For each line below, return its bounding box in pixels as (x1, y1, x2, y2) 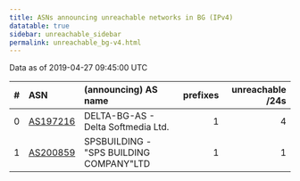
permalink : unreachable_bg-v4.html (9, 37, 142, 47)
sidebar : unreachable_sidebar (9, 29, 122, 38)
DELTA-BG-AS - (83, 110, 155, 122)
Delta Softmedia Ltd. (83, 121, 170, 134)
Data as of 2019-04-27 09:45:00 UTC (9, 62, 148, 73)
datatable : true (9, 21, 70, 30)
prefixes (182, 89, 220, 102)
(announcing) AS (83, 84, 158, 96)
